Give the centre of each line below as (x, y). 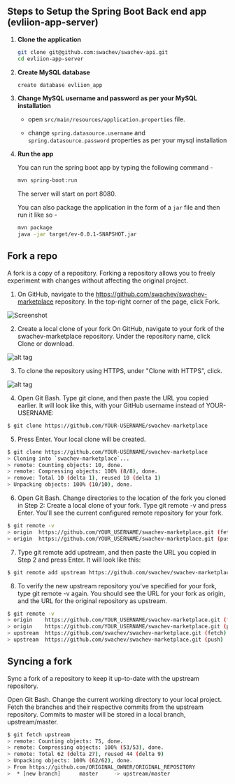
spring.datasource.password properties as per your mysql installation (127, 140)
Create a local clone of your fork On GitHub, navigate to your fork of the (121, 328)
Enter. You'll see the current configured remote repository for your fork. (120, 513)
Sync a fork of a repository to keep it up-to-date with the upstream (103, 678)
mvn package (35, 228)
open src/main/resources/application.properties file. (106, 119)
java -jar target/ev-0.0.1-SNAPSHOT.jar (77, 234)
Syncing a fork (40, 662)
